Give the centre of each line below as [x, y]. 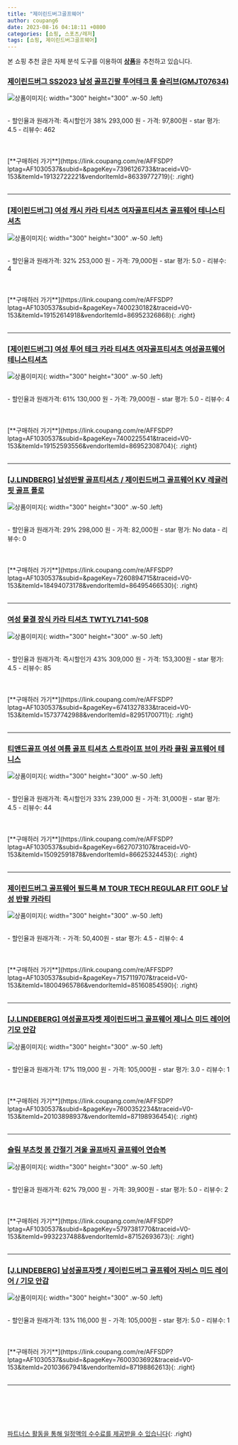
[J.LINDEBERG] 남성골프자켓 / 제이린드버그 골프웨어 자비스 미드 [110, 1270]
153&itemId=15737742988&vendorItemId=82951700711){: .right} [100, 715]
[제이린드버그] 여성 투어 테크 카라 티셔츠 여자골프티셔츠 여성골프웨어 [116, 349]
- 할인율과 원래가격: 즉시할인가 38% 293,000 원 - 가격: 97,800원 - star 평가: [114, 121]
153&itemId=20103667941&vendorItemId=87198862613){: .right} [101, 1367]
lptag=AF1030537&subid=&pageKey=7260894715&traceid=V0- [100, 578]
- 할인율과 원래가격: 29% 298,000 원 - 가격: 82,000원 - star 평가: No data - [114, 530]
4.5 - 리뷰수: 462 [31, 130]
